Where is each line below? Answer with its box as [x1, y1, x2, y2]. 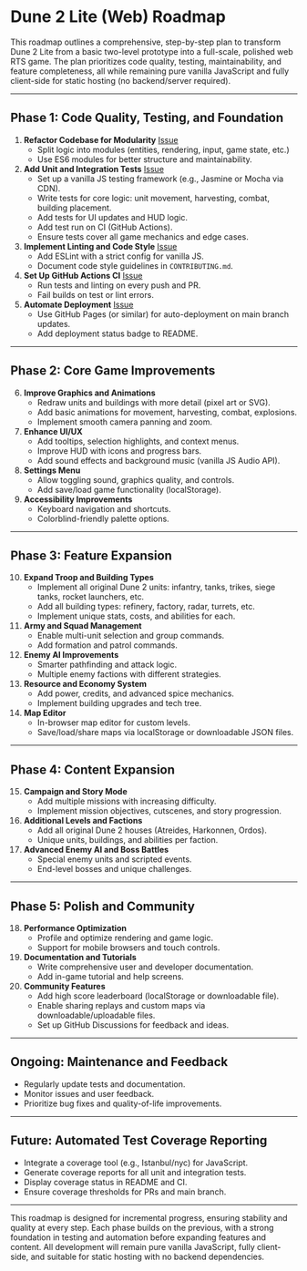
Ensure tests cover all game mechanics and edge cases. [36, 231, 249, 242]
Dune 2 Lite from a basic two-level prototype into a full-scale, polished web [10, 46, 294, 56]
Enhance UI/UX [23, 425, 83, 436]
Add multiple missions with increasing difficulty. [36, 795, 217, 807]
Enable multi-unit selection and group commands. [36, 630, 225, 641]
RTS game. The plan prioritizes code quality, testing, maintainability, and [10, 56, 281, 67]
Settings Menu [23, 465, 81, 476]
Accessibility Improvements [23, 494, 133, 505]
